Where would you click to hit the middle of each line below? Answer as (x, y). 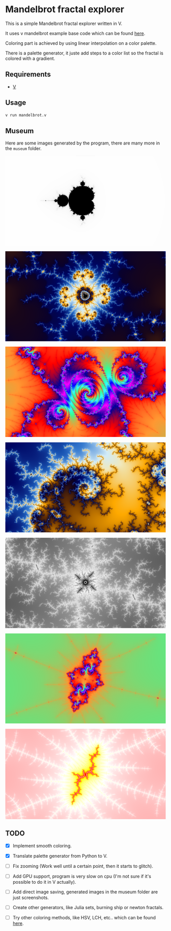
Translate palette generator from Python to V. (60, 856)
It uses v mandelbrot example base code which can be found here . (75, 33)
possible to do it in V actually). (44, 882)
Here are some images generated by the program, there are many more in (83, 143)
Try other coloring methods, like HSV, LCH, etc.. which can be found (84, 917)
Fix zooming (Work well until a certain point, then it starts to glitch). (83, 866)
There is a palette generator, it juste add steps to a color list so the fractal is (84, 53)
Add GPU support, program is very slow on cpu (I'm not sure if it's (82, 876)
